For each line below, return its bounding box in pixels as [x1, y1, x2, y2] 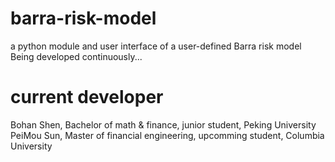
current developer [10, 86, 164, 109]
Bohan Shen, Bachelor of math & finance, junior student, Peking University [10, 118, 317, 131]
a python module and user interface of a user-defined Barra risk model [10, 40, 302, 52]
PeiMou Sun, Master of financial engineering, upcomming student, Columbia [10, 129, 325, 141]
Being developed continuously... [10, 50, 143, 62]
